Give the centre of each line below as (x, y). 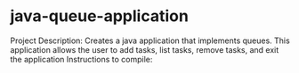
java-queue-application (100, 16)
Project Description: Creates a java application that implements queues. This (150, 40)
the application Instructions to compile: (81, 59)
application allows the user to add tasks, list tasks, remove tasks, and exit (145, 49)
